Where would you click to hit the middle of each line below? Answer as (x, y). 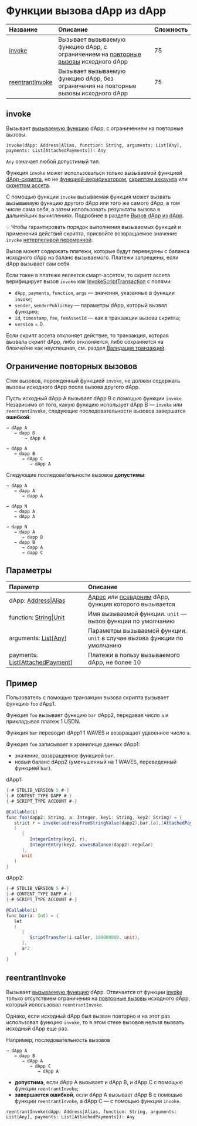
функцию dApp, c (83, 46)
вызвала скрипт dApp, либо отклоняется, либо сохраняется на (85, 341)
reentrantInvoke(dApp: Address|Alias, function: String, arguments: (91, 1112)
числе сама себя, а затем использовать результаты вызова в (83, 209)
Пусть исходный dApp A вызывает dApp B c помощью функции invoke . (95, 398)
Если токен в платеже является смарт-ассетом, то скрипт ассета (88, 275)
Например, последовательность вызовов (58, 1039)
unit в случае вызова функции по (135, 638)
